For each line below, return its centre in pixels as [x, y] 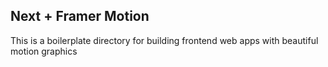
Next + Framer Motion [80, 16]
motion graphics [44, 51]
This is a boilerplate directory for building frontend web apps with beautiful [164, 40]
